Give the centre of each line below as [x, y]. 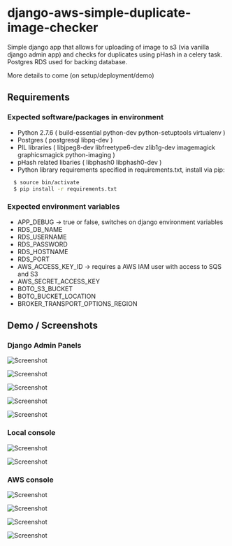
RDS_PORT [34, 259]
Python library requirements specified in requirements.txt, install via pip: [121, 170]
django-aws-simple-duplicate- [99, 13]
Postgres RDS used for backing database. [67, 61]
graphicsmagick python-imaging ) [66, 154]
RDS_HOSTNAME [43, 251]
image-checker [53, 28]
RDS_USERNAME [42, 237]
